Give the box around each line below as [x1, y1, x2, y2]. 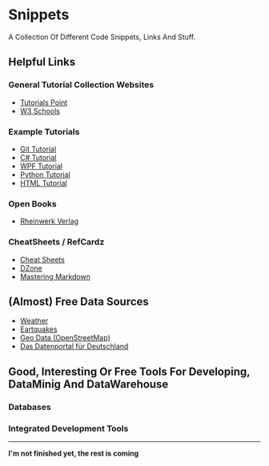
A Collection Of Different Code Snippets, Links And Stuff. [8, 32, 196, 42]
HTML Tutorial [19, 178, 67, 187]
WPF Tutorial [19, 161, 62, 171]
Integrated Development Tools [8, 423, 129, 434]
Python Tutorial [19, 170, 70, 179]
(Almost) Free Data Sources [8, 295, 150, 308]
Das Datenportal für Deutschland [19, 342, 129, 352]
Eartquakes [19, 324, 58, 334]
